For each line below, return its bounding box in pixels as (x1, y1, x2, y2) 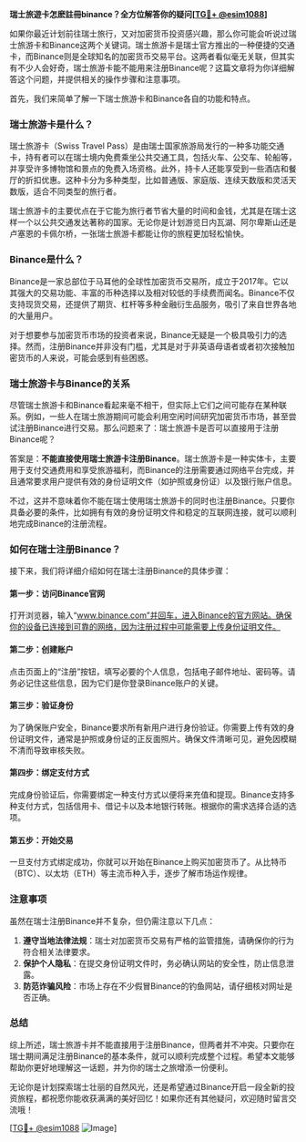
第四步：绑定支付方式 (9, 767, 89, 778)
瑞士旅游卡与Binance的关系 (9, 377, 130, 390)
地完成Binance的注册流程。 (9, 518, 112, 529)
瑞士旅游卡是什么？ (9, 118, 94, 130)
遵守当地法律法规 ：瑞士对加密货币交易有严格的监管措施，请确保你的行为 (22, 934, 294, 946)
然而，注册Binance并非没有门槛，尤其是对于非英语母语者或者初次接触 (25, 341, 288, 352)
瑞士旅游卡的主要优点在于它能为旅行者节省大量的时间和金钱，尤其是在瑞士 (9, 205, 289, 217)
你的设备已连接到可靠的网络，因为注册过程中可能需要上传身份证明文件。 (9, 622, 280, 633)
